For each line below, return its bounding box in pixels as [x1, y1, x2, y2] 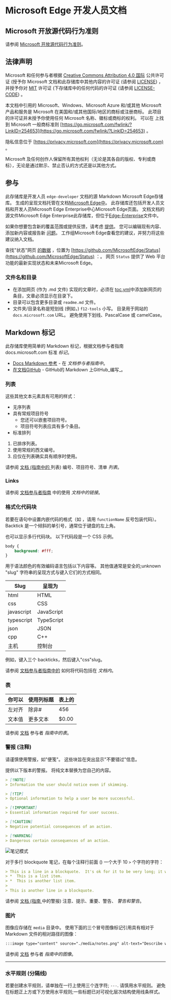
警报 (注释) [5, 744, 32, 751]
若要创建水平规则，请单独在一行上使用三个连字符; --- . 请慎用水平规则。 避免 [5, 983, 166, 989]
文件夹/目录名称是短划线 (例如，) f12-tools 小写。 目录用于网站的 [12, 305, 149, 312]
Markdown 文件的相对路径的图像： [5, 931, 78, 937]
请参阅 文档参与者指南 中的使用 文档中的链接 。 [5, 490, 103, 496]
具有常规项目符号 [12, 410, 49, 417]
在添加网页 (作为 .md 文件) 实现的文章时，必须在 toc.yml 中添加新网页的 [12, 286, 162, 292]
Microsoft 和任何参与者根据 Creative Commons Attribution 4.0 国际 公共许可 [5, 72, 164, 78]
